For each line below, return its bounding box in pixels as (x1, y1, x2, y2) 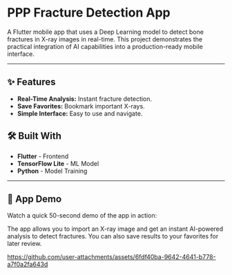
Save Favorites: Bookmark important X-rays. (17, 102, 145, 110)
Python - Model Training (17, 167, 88, 175)
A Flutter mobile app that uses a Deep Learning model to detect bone (7, 28, 204, 36)
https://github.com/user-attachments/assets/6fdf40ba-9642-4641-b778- (7, 253, 216, 261)
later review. (7, 240, 42, 248)
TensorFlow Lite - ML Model (17, 159, 99, 167)
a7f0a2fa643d (7, 260, 48, 269)
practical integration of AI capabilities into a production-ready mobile (7, 42, 204, 50)
